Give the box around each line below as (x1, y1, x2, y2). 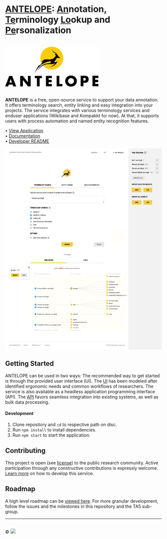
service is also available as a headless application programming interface (5, 388, 155, 394)
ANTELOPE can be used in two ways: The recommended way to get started (5, 372, 160, 379)
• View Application (5, 128, 44, 134)
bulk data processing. (5, 399, 50, 405)
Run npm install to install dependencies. (12, 427, 96, 432)
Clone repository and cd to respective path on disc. (12, 422, 117, 428)
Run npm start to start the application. (12, 432, 90, 438)
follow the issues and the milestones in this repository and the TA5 (5, 503, 141, 509)
